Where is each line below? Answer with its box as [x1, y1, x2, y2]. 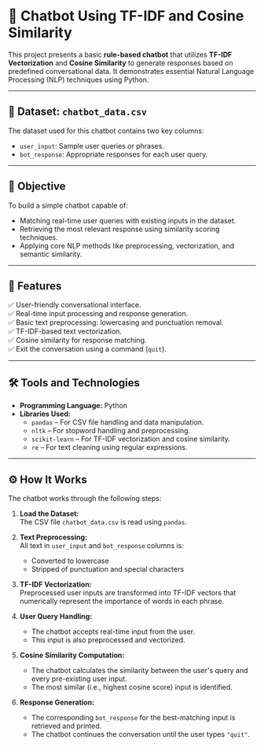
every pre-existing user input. [31, 674, 127, 683]
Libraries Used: [19, 409, 71, 419]
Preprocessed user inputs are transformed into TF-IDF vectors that [19, 588, 236, 597]
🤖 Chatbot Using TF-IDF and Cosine [8, 7, 244, 25]
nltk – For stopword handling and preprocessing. [31, 426, 191, 436]
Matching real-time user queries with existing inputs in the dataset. [19, 215, 236, 225]
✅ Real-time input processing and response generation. [8, 309, 189, 318]
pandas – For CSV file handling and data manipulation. [31, 418, 204, 427]
